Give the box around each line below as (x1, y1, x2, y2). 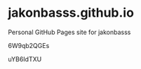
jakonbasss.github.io (8, 5, 134, 21)
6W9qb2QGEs (8, 41, 50, 49)
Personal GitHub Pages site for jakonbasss (8, 28, 131, 36)
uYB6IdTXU (8, 54, 42, 63)
